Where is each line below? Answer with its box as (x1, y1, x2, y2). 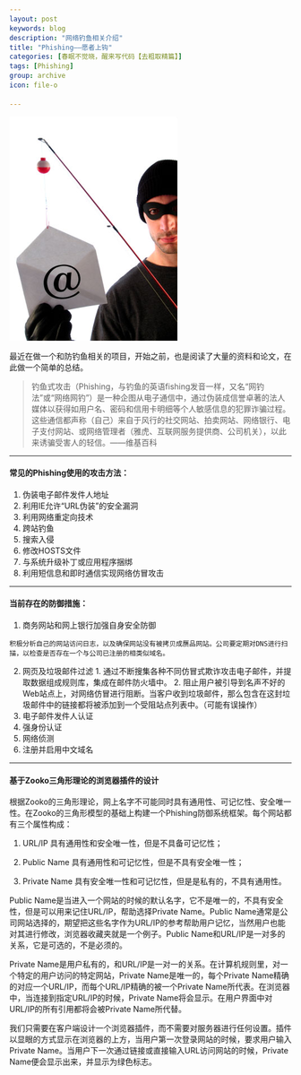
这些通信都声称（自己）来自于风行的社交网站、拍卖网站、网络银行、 (30, 414, 283, 425)
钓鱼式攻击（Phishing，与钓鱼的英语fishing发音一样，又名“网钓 (30, 381, 264, 392)
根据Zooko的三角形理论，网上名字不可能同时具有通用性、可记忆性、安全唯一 (9, 796, 292, 807)
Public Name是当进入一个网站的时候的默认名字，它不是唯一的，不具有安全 (9, 895, 284, 906)
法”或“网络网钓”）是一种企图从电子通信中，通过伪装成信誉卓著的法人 (30, 392, 286, 403)
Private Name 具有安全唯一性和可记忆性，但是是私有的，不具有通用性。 (21, 876, 287, 887)
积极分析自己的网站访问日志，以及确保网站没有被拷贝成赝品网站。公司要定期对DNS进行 (9, 639, 282, 649)
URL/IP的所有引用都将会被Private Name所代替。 (9, 1004, 186, 1015)
